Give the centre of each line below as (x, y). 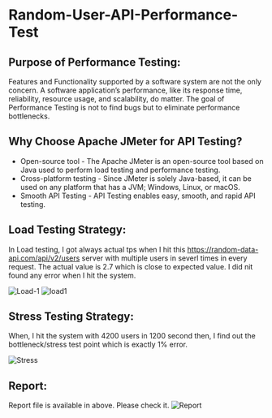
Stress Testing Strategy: (71, 317)
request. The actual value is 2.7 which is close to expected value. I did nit (131, 266)
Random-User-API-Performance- (123, 15)
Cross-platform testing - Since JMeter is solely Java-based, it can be (136, 178)
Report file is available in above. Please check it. (89, 405)
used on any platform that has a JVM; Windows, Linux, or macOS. (130, 187)
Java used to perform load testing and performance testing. (120, 170)
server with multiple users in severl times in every (164, 258)
